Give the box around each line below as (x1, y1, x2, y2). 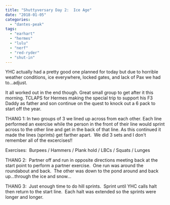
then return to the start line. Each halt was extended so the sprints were (5, 189, 156, 195)
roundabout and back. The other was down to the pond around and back (5, 168, 159, 174)
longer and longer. (5, 194, 44, 200)
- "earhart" (10, 31, 36, 36)
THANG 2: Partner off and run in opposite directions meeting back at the (5, 157, 158, 163)
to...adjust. (5, 80, 28, 86)
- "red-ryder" (10, 50, 40, 55)
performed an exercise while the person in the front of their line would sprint (5, 121, 165, 127)
